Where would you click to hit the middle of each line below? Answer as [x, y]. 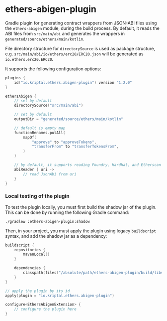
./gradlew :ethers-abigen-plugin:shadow [48, 221]
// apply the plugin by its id [38, 291]
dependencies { [30, 268]
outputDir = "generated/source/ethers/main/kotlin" [69, 119]
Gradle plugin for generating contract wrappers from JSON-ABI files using [81, 23]
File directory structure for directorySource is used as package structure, [80, 48]
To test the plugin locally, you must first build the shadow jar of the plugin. [81, 207]
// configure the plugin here [45, 309]
